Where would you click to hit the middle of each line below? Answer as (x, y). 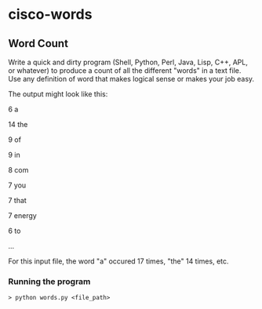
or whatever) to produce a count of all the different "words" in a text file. (125, 71)
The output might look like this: (58, 94)
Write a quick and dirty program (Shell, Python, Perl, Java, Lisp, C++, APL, (128, 62)
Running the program (49, 282)
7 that (18, 200)
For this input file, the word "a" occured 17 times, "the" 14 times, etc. (118, 261)
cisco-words (50, 15)
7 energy (22, 216)
